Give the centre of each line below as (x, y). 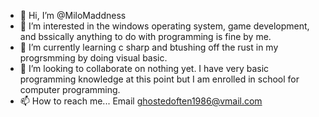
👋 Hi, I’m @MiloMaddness (73, 15)
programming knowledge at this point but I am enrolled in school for (159, 79)
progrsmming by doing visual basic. (93, 58)
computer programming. (70, 89)
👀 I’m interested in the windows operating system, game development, (164, 26)
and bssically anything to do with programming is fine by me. (145, 36)
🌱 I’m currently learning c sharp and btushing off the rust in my (149, 47)
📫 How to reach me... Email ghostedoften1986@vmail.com (141, 101)
